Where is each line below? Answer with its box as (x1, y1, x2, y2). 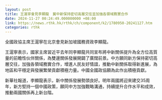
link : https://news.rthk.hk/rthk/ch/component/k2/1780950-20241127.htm (5, 20, 152, 26)
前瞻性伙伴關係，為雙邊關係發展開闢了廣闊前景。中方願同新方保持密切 (13, 55, 153, 61)
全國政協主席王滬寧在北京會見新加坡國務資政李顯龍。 (5, 39, 111, 45)
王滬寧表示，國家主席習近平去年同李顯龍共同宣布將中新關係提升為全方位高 (5, 49, 153, 55)
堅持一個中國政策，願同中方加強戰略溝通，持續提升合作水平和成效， (21, 84, 158, 89)
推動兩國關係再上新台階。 (5, 90, 56, 96)
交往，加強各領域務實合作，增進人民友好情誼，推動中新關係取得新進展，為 (9, 61, 158, 67)
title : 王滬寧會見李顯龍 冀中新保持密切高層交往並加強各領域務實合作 (5, 12, 128, 16)
